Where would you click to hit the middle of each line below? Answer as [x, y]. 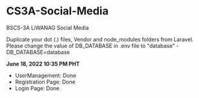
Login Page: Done [37, 88]
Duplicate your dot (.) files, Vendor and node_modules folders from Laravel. [100, 39]
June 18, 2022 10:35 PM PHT [43, 64]
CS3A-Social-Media [57, 11]
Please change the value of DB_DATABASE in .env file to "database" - [93, 46]
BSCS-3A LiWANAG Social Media [48, 28]
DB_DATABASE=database [38, 52]
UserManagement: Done [46, 75]
